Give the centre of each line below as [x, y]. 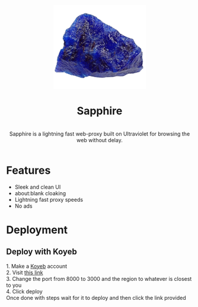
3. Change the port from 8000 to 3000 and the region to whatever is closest [99, 278]
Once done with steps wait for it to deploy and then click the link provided [96, 297]
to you [14, 285]
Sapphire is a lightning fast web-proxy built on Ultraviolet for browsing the [100, 134]
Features [28, 170]
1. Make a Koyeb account [37, 266]
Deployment [37, 230]
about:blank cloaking [40, 193]
